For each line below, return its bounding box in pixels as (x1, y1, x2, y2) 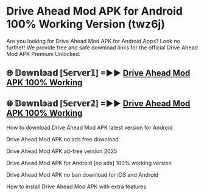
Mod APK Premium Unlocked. (6, 50, 81, 57)
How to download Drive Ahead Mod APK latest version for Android (6, 124, 173, 132)
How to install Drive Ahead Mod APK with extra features (6, 183, 147, 190)
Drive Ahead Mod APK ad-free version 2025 (6, 147, 118, 155)
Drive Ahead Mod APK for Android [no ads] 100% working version (6, 160, 172, 167)
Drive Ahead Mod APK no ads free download (6, 136, 119, 143)
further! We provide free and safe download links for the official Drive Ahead (6, 44, 198, 51)
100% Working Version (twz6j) (6, 17, 166, 31)
